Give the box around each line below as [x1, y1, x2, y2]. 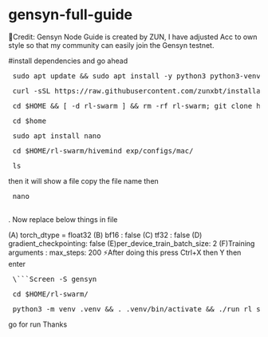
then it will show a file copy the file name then [8, 176, 160, 185]
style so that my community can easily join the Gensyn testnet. [8, 40, 215, 50]
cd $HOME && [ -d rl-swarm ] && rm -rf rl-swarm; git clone [12, 101, 253, 110]
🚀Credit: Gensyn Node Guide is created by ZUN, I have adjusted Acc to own [8, 32, 258, 42]
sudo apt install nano [12, 131, 101, 141]
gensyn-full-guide [8, 6, 133, 24]
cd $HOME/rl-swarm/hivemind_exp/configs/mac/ [12, 146, 194, 155]
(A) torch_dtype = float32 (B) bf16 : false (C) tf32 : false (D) [8, 230, 203, 240]
